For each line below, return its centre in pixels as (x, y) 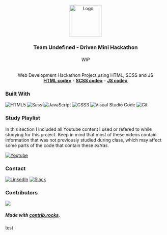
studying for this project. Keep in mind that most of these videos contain (81, 134)
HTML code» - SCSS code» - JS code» (86, 81)
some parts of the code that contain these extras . (57, 145)
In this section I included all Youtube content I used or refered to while (79, 129)
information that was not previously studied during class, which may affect (83, 140)
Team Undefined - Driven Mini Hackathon (86, 47)
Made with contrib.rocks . (33, 215)
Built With (18, 94)
